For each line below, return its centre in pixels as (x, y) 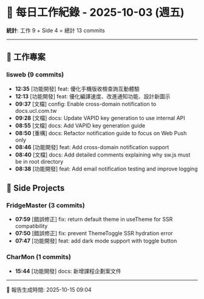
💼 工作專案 (26, 57)
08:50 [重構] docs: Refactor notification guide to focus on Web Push (101, 133)
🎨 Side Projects (36, 188)
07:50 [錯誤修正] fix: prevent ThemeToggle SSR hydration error (94, 233)
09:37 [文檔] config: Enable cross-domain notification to (86, 104)
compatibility (31, 226)
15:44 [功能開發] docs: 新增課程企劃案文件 (68, 271)
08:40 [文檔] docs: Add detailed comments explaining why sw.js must (103, 155)
